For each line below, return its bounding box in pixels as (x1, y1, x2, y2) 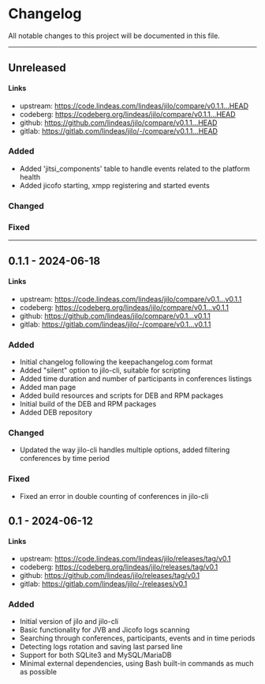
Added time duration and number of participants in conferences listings (19, 373, 252, 384)
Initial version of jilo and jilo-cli (19, 617, 119, 626)
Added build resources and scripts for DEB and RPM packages (19, 391, 223, 400)
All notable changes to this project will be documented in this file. (8, 31, 221, 40)
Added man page (19, 382, 77, 391)
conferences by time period (19, 454, 110, 463)
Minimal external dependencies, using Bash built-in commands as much (19, 659, 254, 668)
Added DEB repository (19, 407, 93, 417)
